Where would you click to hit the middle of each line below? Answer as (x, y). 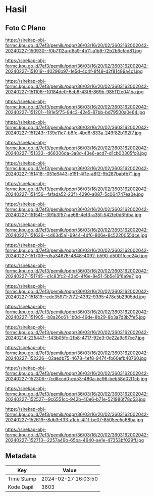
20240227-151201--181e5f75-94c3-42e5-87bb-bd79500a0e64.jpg (75, 112)
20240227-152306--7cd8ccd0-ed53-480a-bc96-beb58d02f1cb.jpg (76, 379)
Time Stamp (22, 479)
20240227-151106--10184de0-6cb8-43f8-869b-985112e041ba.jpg (74, 92)
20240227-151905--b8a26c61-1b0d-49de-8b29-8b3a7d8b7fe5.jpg (75, 317)
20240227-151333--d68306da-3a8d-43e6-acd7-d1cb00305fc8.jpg (76, 153)
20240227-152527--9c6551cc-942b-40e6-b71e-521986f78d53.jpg (75, 399)
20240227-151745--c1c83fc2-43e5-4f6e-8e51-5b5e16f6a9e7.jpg (73, 276)
